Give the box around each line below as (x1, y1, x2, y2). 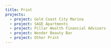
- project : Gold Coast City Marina (9, 16, 84, 21)
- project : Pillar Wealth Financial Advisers (9, 26, 106, 31)
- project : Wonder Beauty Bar (9, 30, 72, 35)
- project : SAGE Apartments (9, 21, 68, 26)
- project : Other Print (9, 35, 59, 40)
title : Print (5, 7, 32, 12)
